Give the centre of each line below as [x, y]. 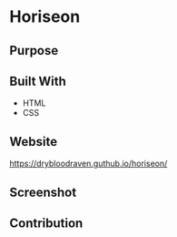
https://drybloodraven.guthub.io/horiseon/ [88, 164]
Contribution [46, 223]
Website [33, 142]
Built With [38, 81]
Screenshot [43, 192]
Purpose [34, 51]
